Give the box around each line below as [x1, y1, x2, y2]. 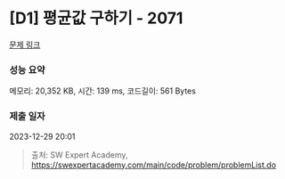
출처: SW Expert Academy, [30, 149, 128, 160]
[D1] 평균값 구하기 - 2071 [9, 8, 183, 28]
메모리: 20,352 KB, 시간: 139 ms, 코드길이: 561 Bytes [9, 85, 196, 96]
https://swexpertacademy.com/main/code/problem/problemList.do [30, 159, 277, 170]
